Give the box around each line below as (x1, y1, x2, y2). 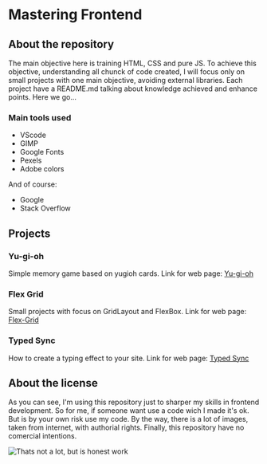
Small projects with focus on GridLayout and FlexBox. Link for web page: (8, 307, 247, 317)
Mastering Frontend (8, 6, 143, 24)
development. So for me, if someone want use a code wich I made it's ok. (8, 406, 249, 415)
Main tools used (8, 112, 72, 123)
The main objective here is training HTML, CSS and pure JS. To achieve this (8, 58, 257, 68)
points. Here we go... (8, 92, 77, 101)
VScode (19, 130, 46, 140)
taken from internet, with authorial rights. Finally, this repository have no (8, 423, 245, 432)
